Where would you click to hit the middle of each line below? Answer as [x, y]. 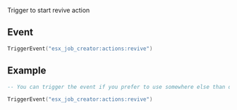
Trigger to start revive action [49, 10]
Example [27, 71]
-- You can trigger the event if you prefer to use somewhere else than [116, 87]
